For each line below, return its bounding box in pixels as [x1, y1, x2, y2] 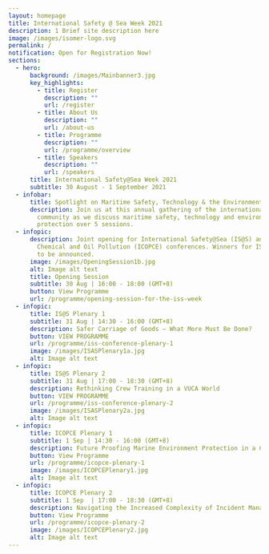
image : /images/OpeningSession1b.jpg [29, 257, 156, 265]
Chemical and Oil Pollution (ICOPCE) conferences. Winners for [37, 243, 252, 251]
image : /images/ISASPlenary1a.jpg [29, 347, 146, 355]
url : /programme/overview [43, 146, 130, 154]
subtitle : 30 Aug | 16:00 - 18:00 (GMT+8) [29, 280, 174, 289]
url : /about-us [43, 123, 94, 131]
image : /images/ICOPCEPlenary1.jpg [29, 467, 149, 475]
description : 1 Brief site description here [8, 26, 159, 34]
